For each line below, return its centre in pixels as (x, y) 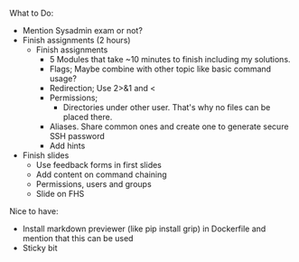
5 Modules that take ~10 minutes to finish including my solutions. (170, 59)
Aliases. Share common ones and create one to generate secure (169, 126)
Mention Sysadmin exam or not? (82, 30)
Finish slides (46, 155)
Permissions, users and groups (93, 184)
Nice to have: (34, 211)
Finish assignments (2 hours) (76, 40)
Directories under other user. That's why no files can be (167, 107)
